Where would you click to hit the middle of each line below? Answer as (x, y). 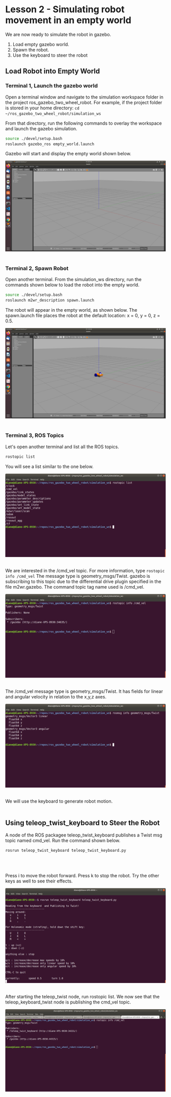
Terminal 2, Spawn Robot (37, 268)
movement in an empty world (68, 20)
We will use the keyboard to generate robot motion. (59, 801)
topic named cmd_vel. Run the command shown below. (63, 840)
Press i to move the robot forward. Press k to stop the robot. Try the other (82, 875)
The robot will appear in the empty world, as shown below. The (71, 310)
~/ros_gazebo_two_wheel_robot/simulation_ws (53, 113)
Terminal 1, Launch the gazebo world (52, 86)
